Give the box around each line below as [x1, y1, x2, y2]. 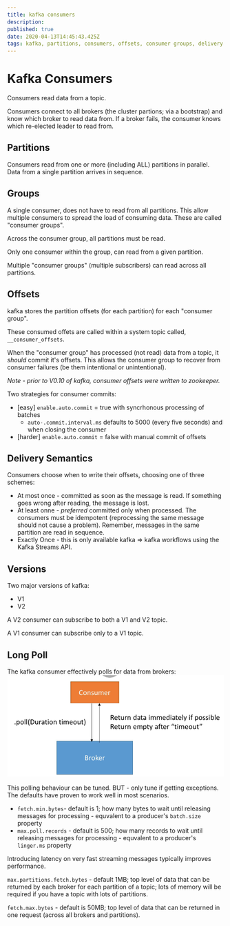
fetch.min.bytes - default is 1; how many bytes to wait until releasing [17, 804, 211, 813]
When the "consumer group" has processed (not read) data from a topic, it [7, 348, 219, 356]
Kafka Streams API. [17, 543, 72, 551]
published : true [7, 26, 54, 33]
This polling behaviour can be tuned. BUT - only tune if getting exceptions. [7, 784, 219, 792]
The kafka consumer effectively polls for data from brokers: [7, 667, 176, 676]
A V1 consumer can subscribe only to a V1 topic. [7, 629, 144, 638]
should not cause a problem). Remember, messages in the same [17, 521, 200, 529]
